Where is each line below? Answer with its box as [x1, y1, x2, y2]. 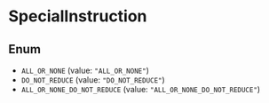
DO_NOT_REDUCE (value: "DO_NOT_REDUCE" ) [20, 75, 165, 85]
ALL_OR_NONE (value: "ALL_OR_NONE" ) [20, 65, 150, 75]
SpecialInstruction [8, 6, 147, 27]
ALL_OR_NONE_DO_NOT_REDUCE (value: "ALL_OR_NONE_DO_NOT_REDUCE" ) [20, 84, 261, 94]
